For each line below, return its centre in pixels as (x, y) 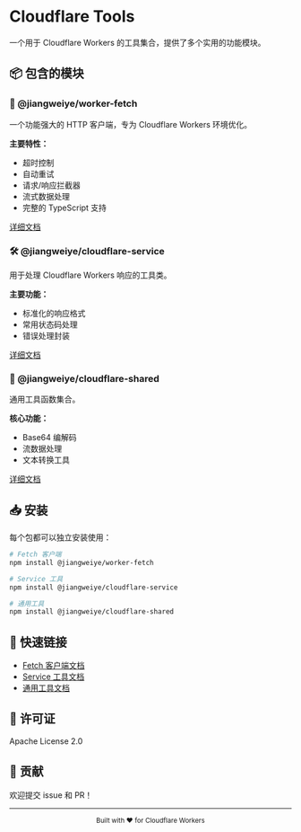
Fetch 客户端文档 (53, 666)
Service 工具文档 (53, 677)
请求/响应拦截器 (51, 185)
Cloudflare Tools (72, 17)
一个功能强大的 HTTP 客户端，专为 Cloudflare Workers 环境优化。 (131, 124)
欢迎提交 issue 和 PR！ (51, 795)
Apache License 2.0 (46, 741)
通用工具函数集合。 (45, 399)
